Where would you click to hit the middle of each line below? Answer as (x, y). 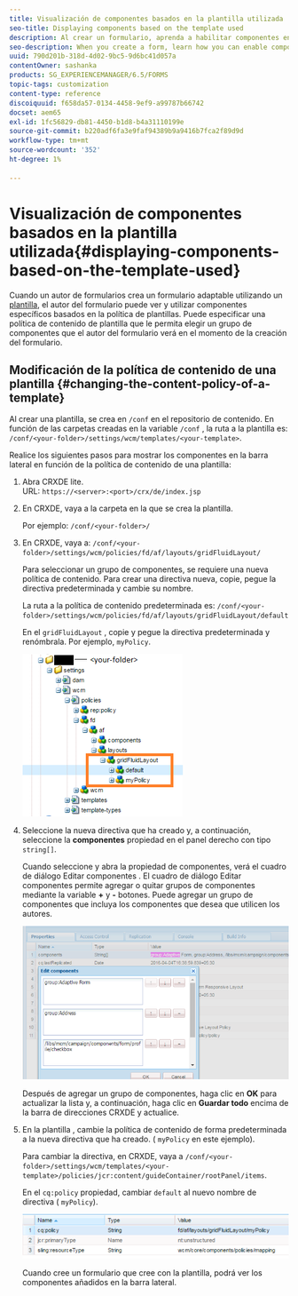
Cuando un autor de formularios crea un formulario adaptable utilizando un (146, 295)
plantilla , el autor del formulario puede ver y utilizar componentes (128, 304)
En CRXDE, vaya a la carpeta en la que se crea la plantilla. (127, 509)
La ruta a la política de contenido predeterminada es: (118, 606)
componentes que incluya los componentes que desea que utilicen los (151, 904)
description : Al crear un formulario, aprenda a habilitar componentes (144, 37)
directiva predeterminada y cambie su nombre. (107, 588)
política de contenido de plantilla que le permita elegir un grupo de (131, 323)
